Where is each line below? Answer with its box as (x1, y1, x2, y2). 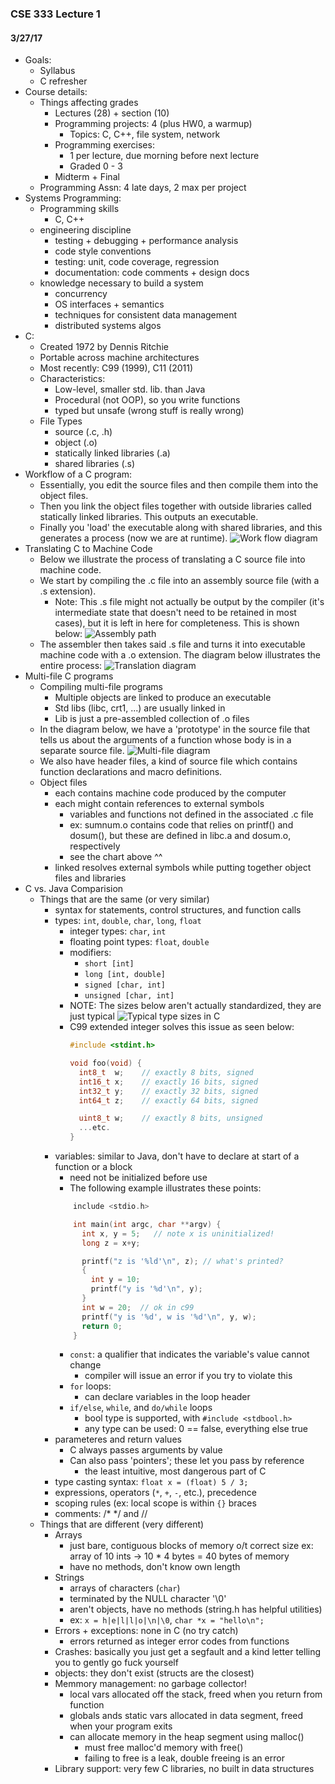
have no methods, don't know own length (69, 1561, 241, 1573)
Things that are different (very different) (39, 1518, 205, 1531)
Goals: (24, 54, 52, 66)
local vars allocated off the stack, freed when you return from (69, 1688, 323, 1701)
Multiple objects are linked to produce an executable (54, 692, 272, 704)
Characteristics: (39, 373, 106, 385)
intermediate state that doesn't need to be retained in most (54, 607, 297, 619)
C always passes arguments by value (69, 1444, 223, 1456)
